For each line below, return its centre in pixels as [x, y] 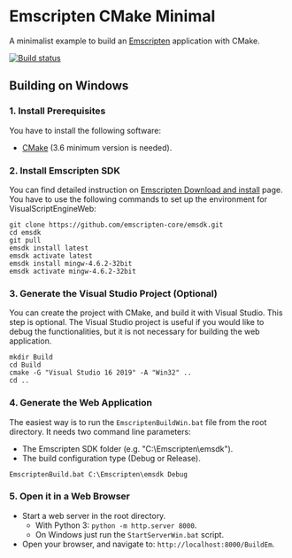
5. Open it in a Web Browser [69, 496]
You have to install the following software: [85, 130]
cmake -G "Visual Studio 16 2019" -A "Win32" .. [100, 373]
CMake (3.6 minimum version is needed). [97, 147]
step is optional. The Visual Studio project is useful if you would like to [137, 322]
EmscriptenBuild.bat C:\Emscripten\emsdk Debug [99, 474]
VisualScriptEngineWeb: [53, 208]
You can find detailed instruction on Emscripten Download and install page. [146, 190]
